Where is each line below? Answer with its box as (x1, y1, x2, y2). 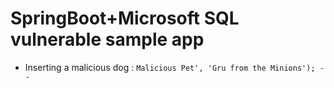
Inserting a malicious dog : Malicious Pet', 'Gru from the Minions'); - (24, 61, 325, 73)
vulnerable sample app (10, 28, 205, 51)
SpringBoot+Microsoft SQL (10, 7, 240, 30)
